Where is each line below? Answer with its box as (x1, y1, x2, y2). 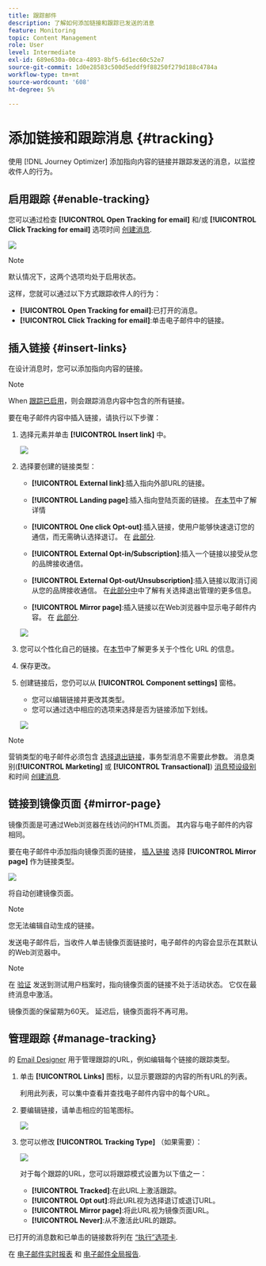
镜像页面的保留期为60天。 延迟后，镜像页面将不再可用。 (8, 1006, 192, 1016)
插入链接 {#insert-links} (8, 341, 127, 354)
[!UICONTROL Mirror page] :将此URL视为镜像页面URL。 (31, 1205, 214, 1215)
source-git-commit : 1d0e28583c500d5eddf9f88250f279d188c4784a (8, 64, 218, 71)
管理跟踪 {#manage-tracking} (8, 1032, 157, 1045)
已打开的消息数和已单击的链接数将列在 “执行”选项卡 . (8, 1232, 178, 1241)
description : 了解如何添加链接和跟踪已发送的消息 (8, 19, 155, 27)
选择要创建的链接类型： (19, 461, 97, 471)
